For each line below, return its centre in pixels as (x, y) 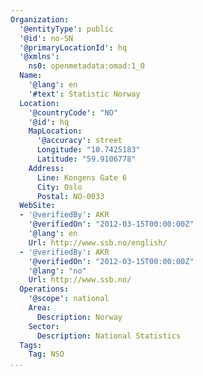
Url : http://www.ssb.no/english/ (98, 242)
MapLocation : (55, 131)
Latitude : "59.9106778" (86, 159)
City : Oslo (59, 187)
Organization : (40, 19)
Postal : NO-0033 (70, 196)
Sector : (44, 326)
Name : (31, 76)
